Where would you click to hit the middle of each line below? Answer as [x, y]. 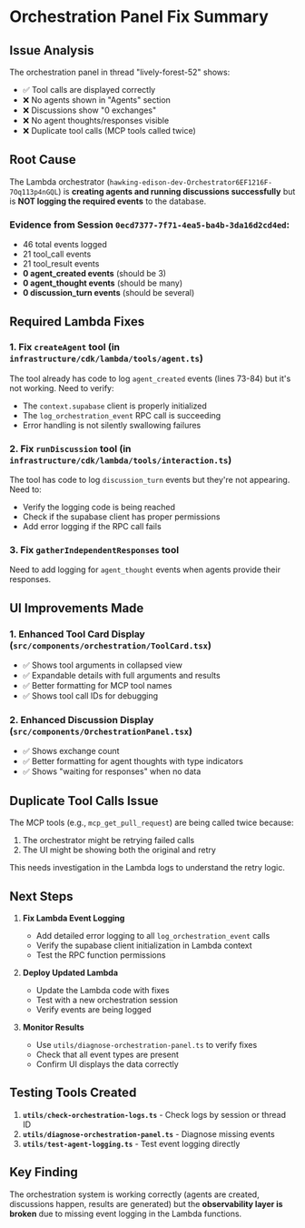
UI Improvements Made [77, 608]
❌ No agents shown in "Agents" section [96, 100]
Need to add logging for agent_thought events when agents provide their [145, 569]
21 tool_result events [61, 264]
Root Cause [43, 160]
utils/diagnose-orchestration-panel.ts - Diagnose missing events [148, 1133]
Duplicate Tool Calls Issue [84, 801]
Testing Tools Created [73, 1093]
